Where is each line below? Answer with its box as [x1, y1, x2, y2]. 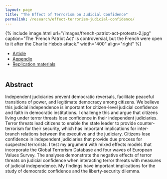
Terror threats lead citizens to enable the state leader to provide [5, 120, 136, 126]
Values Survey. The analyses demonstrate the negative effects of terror [5, 152, 152, 158]
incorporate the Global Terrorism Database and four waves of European [5, 147, 153, 153]
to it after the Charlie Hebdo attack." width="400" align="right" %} [5, 41, 142, 47]
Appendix [12, 56, 32, 62]
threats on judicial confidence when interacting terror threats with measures [5, 157, 162, 163]
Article [12, 50, 26, 56]
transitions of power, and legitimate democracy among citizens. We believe [5, 99, 160, 105]
